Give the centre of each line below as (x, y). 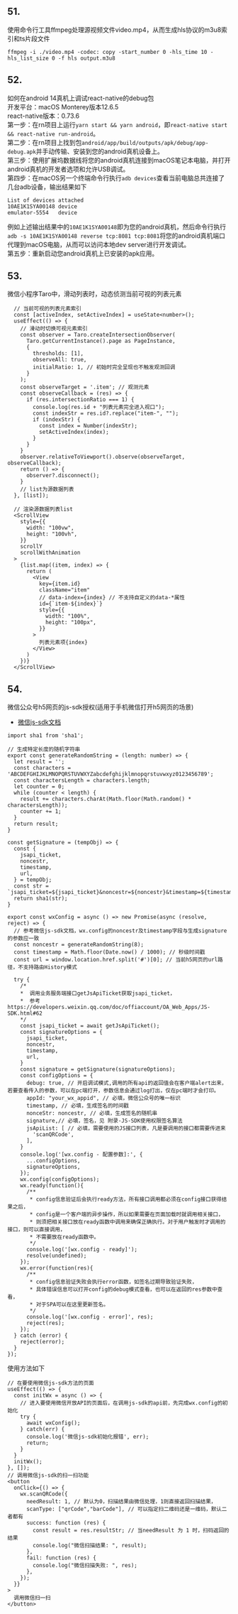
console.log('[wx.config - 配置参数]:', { (81, 1155)
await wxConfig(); (53, 1423)
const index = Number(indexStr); (88, 426)
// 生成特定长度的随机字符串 (44, 749)
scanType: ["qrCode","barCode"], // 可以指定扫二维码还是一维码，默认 (124, 1509)
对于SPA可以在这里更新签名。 (72, 1305)
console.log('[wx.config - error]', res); (90, 1317)
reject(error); (42, 1342)
